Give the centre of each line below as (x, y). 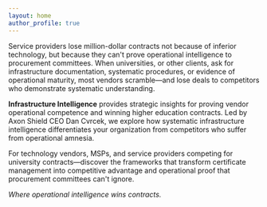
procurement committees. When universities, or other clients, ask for (121, 63)
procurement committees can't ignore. (71, 179)
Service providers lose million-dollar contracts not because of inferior (122, 46)
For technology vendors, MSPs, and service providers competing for (121, 153)
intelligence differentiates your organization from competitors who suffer (128, 129)
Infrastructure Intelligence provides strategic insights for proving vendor (129, 104)
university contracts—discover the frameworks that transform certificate (127, 161)
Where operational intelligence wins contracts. (85, 194)
